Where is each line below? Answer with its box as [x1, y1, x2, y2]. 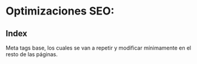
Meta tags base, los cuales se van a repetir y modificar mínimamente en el [5, 44, 192, 51]
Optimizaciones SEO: [5, 4, 115, 18]
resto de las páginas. [5, 51, 58, 58]
